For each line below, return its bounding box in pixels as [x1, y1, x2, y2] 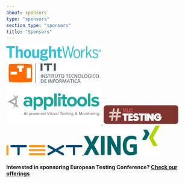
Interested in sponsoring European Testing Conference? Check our [6, 164, 178, 171]
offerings [6, 170, 30, 177]
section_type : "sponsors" [6, 22, 71, 28]
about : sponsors [6, 10, 47, 16]
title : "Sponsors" [6, 29, 52, 35]
